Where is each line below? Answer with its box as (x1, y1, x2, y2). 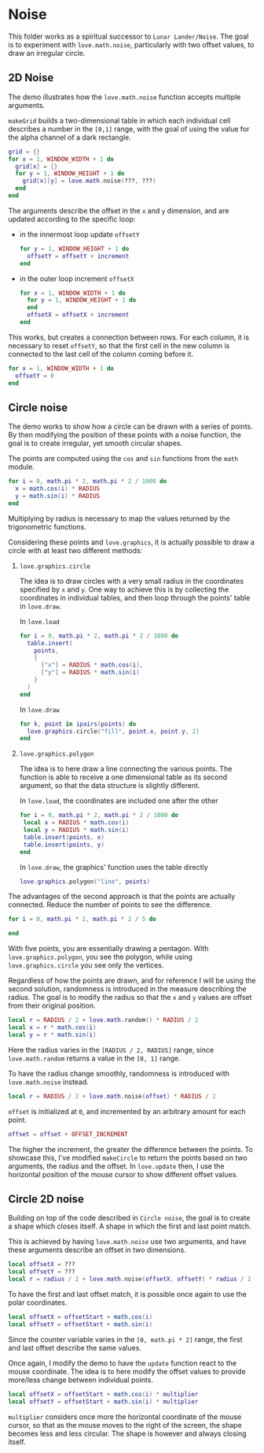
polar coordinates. (8, 1298, 68, 1307)
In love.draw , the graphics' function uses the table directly (19, 862, 208, 871)
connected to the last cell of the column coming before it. (8, 349, 194, 359)
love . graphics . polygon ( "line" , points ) (19, 877, 151, 886)
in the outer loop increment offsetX (19, 273, 134, 283)
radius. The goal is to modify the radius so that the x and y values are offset (8, 993, 252, 1002)
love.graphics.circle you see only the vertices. (8, 961, 164, 970)
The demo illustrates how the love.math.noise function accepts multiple (8, 92, 241, 102)
